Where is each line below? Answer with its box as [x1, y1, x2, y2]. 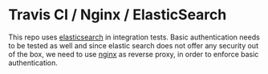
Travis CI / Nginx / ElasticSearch [8, 6, 227, 24]
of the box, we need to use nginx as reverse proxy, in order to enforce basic [8, 49, 259, 59]
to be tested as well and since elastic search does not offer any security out [8, 40, 259, 50]
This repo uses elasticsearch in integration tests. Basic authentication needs [8, 32, 261, 42]
